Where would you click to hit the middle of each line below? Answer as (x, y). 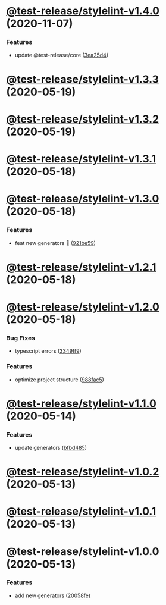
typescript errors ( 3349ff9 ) (48, 351)
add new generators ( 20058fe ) (53, 595)
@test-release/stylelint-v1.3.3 (83, 79)
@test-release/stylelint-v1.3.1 (81, 159)
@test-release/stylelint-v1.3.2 (83, 119)
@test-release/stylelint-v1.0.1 (81, 511)
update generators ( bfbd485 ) (51, 447)
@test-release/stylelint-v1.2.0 (83, 307)
